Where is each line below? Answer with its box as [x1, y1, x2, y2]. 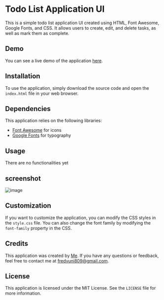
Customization [5, 201, 52, 210]
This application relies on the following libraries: [5, 117, 102, 124]
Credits [5, 239, 29, 248]
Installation [5, 72, 40, 80]
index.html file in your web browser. [5, 90, 79, 96]
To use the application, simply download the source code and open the [5, 85, 149, 91]
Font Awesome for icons [12, 127, 62, 133]
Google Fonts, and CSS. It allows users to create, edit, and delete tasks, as [5, 25, 156, 31]
